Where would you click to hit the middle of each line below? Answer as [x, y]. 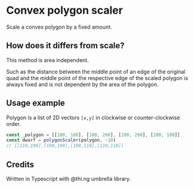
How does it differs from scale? [65, 46]
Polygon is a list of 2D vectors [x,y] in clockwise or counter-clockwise [93, 118]
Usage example [36, 103]
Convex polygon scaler [65, 10]
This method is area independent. [47, 60]
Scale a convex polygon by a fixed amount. [59, 27]
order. [13, 124]
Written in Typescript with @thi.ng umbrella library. [69, 179]
